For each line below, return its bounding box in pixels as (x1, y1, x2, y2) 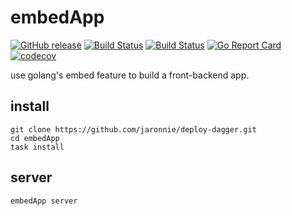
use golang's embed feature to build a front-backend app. (10, 69, 250, 81)
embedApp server (10, 196, 78, 206)
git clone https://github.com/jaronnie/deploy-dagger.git (10, 124, 257, 135)
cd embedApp (10, 133, 60, 143)
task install (10, 142, 65, 152)
